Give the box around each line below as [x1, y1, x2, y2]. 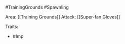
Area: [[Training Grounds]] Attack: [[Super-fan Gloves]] [5, 14, 120, 19]
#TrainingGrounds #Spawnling [5, 4, 69, 10]
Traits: [5, 23, 19, 29]
